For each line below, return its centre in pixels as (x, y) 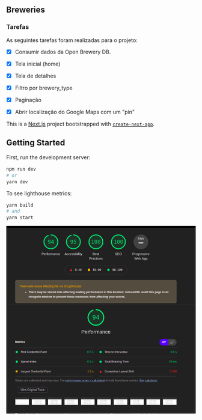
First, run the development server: (48, 157)
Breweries (26, 10)
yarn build (20, 205)
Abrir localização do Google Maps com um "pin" (75, 112)
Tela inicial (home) (38, 64)
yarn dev (17, 182)
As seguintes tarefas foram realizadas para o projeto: (72, 40)
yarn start (20, 218)
